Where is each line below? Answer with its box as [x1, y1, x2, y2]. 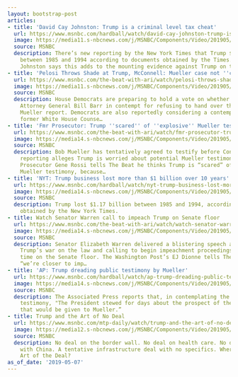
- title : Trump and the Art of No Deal [7, 313, 125, 320]
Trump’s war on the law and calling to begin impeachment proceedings [20, 247, 233, 255]
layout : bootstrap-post [7, 10, 78, 18]
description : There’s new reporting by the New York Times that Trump [13, 50, 227, 57]
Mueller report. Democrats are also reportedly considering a [20, 109, 208, 116]
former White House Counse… [20, 115, 103, 122]
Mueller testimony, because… [20, 168, 106, 175]
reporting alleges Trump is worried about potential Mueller [20, 155, 204, 163]
